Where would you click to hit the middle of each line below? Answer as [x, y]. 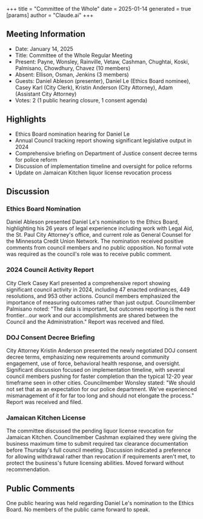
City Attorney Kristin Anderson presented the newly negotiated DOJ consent [101, 350]
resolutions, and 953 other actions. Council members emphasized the [93, 296]
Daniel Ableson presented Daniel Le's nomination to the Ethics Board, [93, 222]
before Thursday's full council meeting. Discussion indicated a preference [98, 450]
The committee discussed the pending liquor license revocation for [90, 431]
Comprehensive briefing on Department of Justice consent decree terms [106, 153]
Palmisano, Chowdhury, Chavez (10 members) [73, 68]
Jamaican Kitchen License [46, 417]
